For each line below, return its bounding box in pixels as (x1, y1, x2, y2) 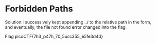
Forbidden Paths (5, 3, 73, 14)
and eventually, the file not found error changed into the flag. (5, 24, 127, 30)
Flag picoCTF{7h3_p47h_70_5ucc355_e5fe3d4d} (5, 33, 103, 39)
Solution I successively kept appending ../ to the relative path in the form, (5, 19, 152, 25)
